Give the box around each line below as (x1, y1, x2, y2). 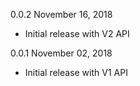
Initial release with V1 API (24, 67, 128, 78)
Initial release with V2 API (24, 28, 130, 39)
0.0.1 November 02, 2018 (10, 47, 113, 59)
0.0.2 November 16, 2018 (10, 9, 113, 20)
